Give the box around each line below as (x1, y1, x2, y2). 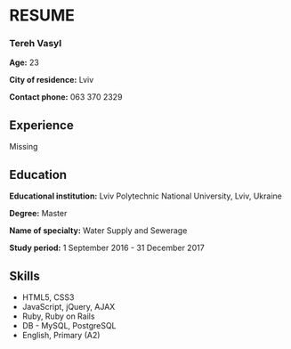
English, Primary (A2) (21, 329, 101, 340)
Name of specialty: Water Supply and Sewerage (9, 225, 188, 236)
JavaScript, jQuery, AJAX (21, 301, 116, 312)
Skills (9, 268, 40, 283)
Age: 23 (9, 57, 40, 68)
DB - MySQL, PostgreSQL (21, 320, 117, 330)
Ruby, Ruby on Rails (21, 311, 95, 321)
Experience (9, 118, 74, 133)
